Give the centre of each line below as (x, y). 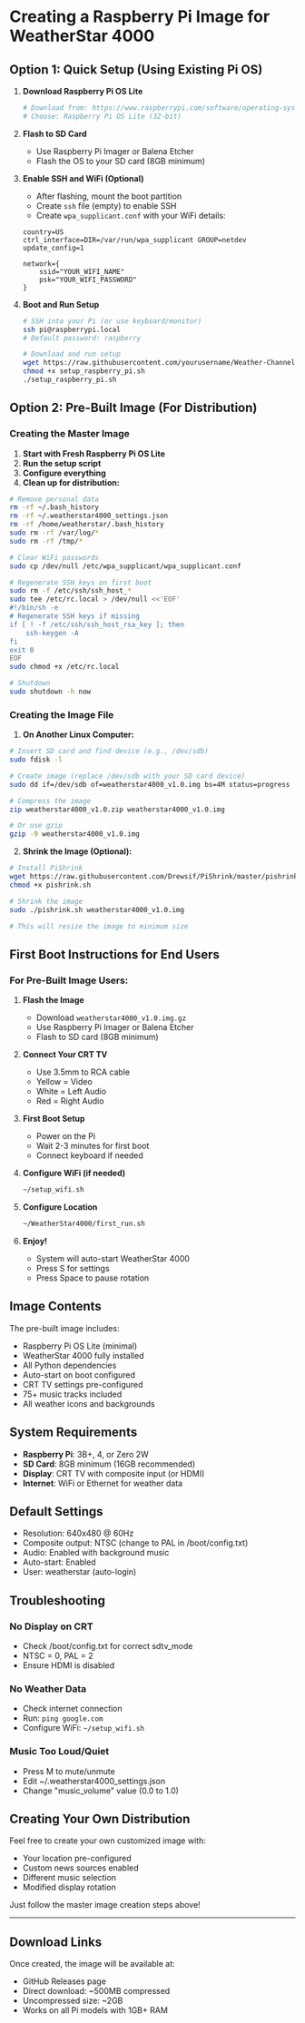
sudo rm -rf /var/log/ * (54, 533)
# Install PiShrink (46, 869)
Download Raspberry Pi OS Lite (83, 91)
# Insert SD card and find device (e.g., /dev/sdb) (109, 751)
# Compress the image (50, 800)
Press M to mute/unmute (69, 1771)
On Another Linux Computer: (78, 735)
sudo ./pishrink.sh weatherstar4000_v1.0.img (97, 909)
